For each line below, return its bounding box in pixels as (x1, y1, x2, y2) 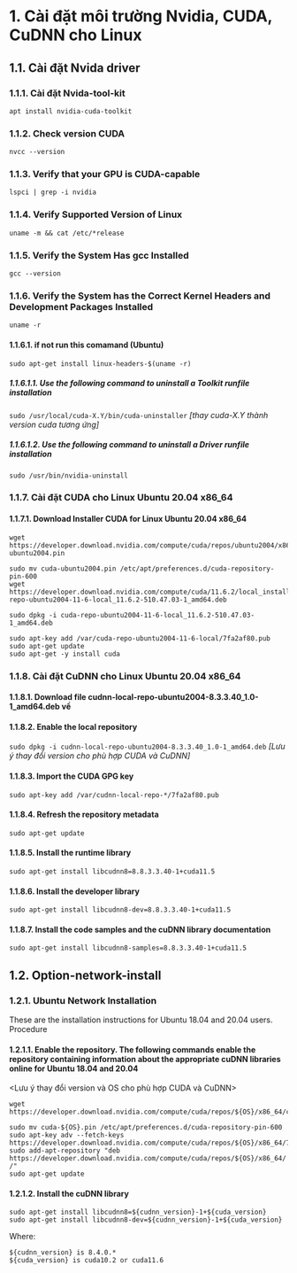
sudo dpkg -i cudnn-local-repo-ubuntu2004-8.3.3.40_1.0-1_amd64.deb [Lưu (9, 741, 286, 752)
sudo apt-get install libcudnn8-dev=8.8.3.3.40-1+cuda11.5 (9, 905, 232, 914)
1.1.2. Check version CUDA (9, 127, 126, 139)
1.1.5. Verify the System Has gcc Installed (9, 249, 190, 261)
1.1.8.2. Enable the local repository (9, 721, 138, 732)
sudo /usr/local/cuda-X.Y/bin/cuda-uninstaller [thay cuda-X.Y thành (9, 409, 269, 420)
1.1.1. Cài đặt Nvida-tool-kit (9, 87, 126, 99)
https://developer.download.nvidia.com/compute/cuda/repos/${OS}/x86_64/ (9, 1154, 287, 1163)
